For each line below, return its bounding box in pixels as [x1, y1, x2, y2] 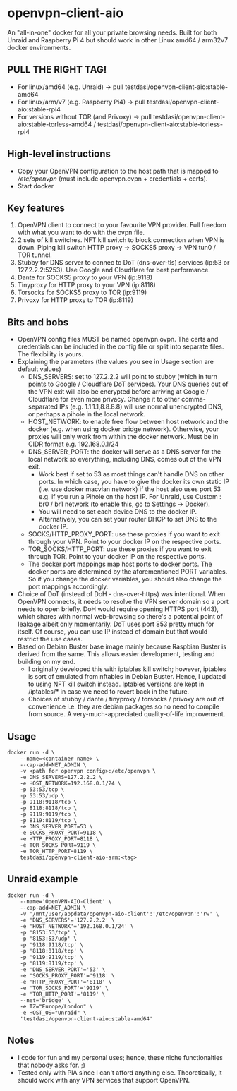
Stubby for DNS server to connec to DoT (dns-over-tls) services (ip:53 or [17, 258, 230, 267]
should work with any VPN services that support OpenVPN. [17, 1075, 190, 1084]
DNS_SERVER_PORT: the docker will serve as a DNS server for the [28, 447, 221, 456]
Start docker [17, 181, 54, 190]
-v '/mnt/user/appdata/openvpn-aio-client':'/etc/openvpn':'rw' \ [20, 910, 219, 917]
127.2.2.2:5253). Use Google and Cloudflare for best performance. [17, 266, 210, 275]
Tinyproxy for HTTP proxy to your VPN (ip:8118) [17, 281, 157, 289]
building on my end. [17, 658, 75, 666]
